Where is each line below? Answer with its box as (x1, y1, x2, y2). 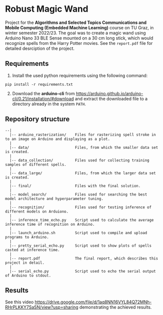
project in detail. (5, 260, 45, 265)
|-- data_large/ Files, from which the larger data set (9, 171, 156, 176)
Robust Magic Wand (5, 3, 89, 15)
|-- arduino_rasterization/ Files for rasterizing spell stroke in (9, 132, 156, 137)
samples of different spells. (5, 162, 67, 167)
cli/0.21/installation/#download (12, 96, 74, 101)
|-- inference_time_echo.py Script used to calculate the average (9, 217, 154, 222)
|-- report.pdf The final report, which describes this (9, 256, 159, 261)
